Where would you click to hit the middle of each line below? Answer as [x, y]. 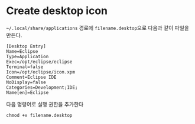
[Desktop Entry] [26, 46]
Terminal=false [25, 67]
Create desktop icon [57, 11]
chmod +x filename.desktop [39, 115]
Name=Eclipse [22, 51]
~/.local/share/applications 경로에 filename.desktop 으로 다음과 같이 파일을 [97, 28]
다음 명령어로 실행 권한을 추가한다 [45, 104]
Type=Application [27, 56]
